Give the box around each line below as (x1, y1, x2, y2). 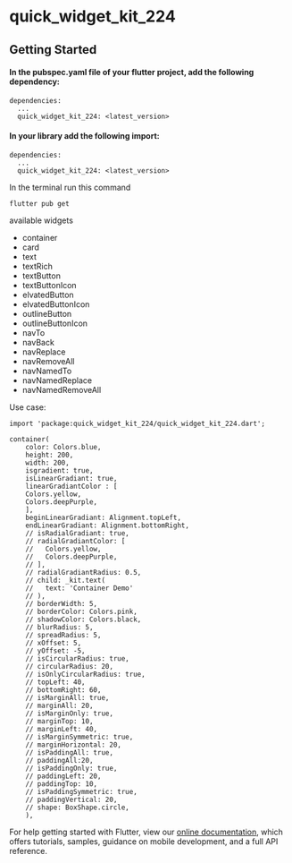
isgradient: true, (25, 466, 94, 475)
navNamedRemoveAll (21, 384, 102, 395)
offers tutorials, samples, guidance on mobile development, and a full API (9, 835, 279, 847)
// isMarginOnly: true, (25, 709, 114, 718)
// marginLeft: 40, (25, 724, 98, 733)
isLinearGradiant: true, (25, 474, 118, 483)
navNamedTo (21, 365, 72, 376)
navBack (21, 337, 55, 347)
